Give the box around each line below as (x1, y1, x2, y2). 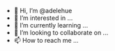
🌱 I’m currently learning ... (13, 21, 89, 29)
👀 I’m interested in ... (13, 14, 73, 22)
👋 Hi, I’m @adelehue (13, 7, 72, 14)
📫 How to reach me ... (13, 37, 79, 44)
